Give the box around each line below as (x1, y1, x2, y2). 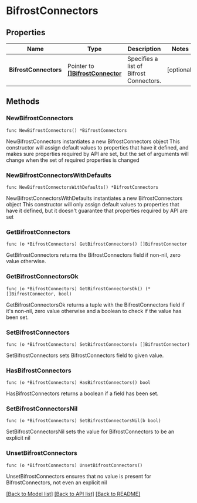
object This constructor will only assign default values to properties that (6, 200, 180, 208)
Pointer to (67, 62, 95, 70)
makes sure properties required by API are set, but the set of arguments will (6, 150, 189, 157)
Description (127, 45, 161, 53)
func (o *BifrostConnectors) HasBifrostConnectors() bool (6, 380, 151, 386)
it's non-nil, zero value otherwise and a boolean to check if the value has (6, 307, 182, 314)
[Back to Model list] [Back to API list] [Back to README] (6, 490, 141, 497)
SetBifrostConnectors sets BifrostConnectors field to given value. (6, 352, 164, 359)
